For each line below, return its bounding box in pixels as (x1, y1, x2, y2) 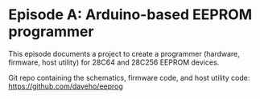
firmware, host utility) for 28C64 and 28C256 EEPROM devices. (8, 57, 220, 67)
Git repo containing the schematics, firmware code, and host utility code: (8, 73, 250, 82)
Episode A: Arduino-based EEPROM (8, 6, 252, 24)
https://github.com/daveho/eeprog (8, 81, 123, 91)
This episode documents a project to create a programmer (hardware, (8, 49, 240, 58)
